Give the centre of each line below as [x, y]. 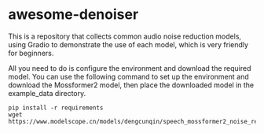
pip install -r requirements [56, 108]
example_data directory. [47, 93]
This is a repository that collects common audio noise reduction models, [125, 36]
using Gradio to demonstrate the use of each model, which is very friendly [128, 44]
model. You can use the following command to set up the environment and [128, 76]
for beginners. [31, 53]
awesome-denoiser [73, 15]
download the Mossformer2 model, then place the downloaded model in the [131, 85]
